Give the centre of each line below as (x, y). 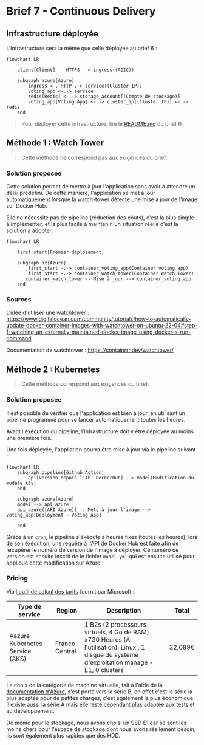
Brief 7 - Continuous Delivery (81, 11)
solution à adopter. (30, 231)
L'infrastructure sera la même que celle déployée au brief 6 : (82, 48)
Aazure (20, 636)
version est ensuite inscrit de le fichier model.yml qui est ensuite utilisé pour (101, 556)
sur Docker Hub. (27, 206)
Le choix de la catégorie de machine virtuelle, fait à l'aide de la (84, 685)
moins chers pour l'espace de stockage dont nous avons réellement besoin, (101, 729)
